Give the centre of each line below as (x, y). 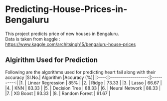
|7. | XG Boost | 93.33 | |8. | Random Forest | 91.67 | (58, 93)
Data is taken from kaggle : (33, 39)
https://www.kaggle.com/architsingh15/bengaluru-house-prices (71, 44)
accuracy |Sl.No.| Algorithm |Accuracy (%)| (50, 77)
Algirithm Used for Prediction (52, 60)
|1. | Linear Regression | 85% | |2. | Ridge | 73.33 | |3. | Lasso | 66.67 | (90, 82)
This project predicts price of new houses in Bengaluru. (62, 33)
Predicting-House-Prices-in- (66, 9)
